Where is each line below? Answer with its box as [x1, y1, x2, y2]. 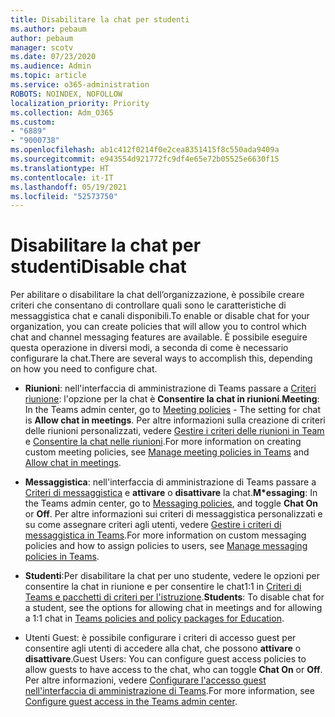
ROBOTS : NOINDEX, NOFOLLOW [10, 89, 123, 99]
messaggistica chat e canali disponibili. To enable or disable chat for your [10, 310, 310, 322]
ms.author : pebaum [10, 24, 87, 34]
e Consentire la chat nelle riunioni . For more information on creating [24, 436, 302, 448]
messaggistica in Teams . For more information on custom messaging [24, 529, 307, 541]
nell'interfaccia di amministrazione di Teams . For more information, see [24, 685, 315, 697]
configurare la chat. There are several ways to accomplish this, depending [10, 352, 313, 365]
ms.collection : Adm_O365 [10, 107, 114, 118]
